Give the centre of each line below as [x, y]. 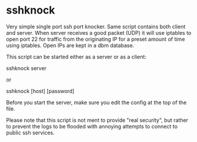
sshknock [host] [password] [40, 91]
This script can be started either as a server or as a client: [76, 57]
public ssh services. [30, 133]
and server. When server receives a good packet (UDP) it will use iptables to [99, 32]
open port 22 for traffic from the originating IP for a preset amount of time [96, 39]
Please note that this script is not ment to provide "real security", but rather [97, 120]
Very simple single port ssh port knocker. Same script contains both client [96, 27]
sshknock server [27, 68]
